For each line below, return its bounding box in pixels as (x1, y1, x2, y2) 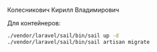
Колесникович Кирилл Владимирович (7, 6, 120, 14)
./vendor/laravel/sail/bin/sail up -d (7, 32, 119, 39)
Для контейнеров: (7, 19, 61, 27)
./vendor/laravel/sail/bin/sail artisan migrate (7, 38, 150, 45)
